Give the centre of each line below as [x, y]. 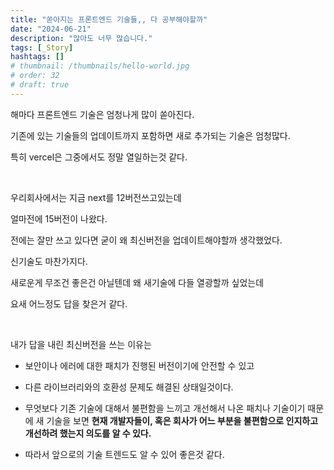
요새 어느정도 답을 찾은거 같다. [69, 303]
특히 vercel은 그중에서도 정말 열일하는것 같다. [99, 157]
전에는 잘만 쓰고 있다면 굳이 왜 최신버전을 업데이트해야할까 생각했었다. [146, 240]
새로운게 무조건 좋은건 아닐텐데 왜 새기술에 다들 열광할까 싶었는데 [137, 282]
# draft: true [40, 85]
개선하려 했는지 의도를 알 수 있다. [88, 433]
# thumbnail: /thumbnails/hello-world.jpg [100, 66]
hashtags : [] [37, 57]
